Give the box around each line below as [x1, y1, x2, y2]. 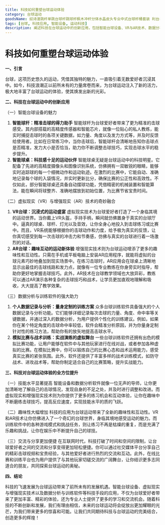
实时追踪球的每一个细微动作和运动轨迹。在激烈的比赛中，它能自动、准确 [12, 169, 159, 175]
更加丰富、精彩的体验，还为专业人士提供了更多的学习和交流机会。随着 [13, 496, 156, 502]
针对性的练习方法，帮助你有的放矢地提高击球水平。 [12, 329, 116, 335]
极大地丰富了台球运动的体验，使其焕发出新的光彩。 [5, 88, 109, 94]
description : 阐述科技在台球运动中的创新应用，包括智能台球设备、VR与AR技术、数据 [5, 26, 156, 31]
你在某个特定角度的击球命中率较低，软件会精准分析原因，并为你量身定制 [12, 322, 159, 328]
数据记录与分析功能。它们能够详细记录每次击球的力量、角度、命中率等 [12, 310, 155, 316]
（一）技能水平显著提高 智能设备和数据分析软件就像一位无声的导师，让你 [5, 380, 153, 386]
